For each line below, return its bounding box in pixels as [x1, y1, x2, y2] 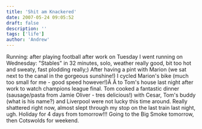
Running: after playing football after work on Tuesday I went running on [6, 53, 183, 60]
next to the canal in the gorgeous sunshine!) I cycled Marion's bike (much [6, 73, 189, 79]
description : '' [6, 25, 47, 32]
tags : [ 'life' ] [6, 31, 45, 37]
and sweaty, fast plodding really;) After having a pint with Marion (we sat [6, 66, 187, 73]
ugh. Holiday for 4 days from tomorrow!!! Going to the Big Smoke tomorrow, [6, 110, 194, 118]
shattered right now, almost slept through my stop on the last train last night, [6, 104, 196, 111]
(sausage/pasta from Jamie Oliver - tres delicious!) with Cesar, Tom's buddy [6, 91, 196, 98]
